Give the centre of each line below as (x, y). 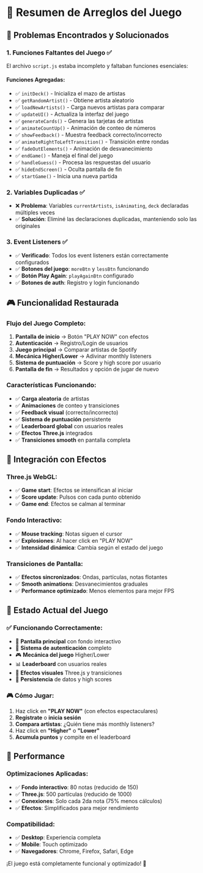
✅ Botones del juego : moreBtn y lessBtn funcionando (82, 268)
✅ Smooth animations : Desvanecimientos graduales (82, 584)
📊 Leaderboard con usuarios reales (61, 663)
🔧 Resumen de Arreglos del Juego (94, 13)
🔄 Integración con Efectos (57, 460)
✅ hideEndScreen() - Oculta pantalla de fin (68, 169)
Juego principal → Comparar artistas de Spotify (76, 350)
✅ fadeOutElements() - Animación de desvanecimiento (84, 149)
